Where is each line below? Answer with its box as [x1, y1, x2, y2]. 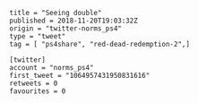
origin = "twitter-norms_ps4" [9, 24, 123, 33]
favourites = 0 [9, 87, 66, 96]
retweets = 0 [9, 79, 58, 88]
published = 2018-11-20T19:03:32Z [9, 16, 139, 25]
